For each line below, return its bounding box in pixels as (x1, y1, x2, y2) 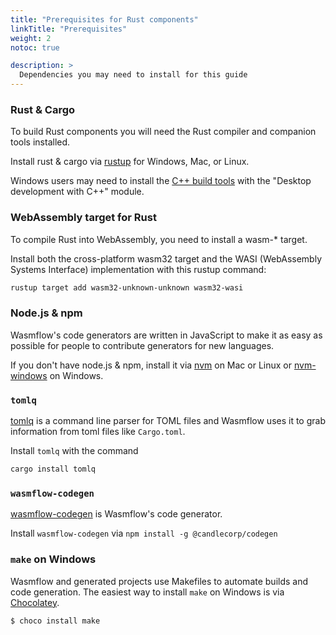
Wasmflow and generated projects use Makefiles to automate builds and (10, 575, 309, 587)
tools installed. (10, 136, 71, 148)
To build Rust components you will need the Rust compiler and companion (10, 126, 317, 138)
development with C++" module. (10, 186, 145, 198)
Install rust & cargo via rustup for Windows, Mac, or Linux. (10, 156, 250, 168)
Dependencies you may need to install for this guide (19, 70, 248, 80)
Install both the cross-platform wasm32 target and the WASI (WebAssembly (10, 252, 323, 265)
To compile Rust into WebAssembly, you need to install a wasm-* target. (10, 233, 308, 245)
